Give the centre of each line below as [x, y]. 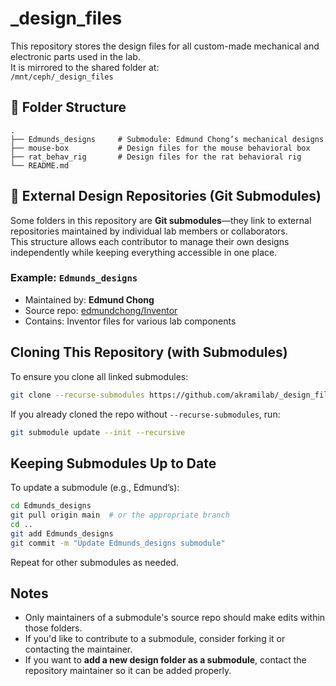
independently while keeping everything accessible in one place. [144, 252]
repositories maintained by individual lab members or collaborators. [149, 231]
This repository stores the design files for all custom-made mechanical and [165, 46]
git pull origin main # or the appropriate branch [120, 515]
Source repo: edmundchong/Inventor [101, 310]
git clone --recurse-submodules [77, 395]
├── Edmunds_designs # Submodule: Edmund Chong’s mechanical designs [167, 139]
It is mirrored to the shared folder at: [85, 67]
